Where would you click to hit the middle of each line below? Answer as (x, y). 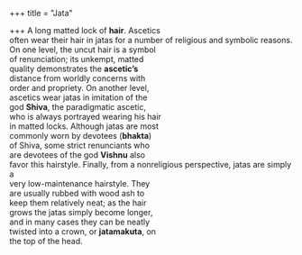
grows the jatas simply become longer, (81, 212)
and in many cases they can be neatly (80, 222)
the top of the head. (46, 241)
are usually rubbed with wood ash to (77, 193)
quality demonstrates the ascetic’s (74, 68)
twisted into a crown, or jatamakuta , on (82, 232)
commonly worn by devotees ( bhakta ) (81, 136)
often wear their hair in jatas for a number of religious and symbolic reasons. (151, 40)
